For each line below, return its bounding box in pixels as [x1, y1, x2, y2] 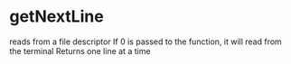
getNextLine [9, 6, 104, 27]
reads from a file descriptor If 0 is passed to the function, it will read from [9, 36, 282, 47]
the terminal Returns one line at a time [9, 45, 151, 56]
